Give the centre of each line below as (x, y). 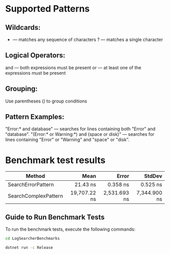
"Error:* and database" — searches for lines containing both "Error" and (80, 129)
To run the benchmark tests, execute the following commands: (70, 229)
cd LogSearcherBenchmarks (32, 239)
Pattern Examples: (35, 117)
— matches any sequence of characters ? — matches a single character (88, 39)
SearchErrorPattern (31, 185)
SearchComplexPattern (35, 196)
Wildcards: (23, 28)
